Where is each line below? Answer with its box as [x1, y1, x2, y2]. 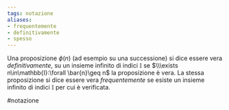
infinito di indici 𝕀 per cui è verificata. [7, 83, 111, 92]
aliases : [7, 16, 32, 23]
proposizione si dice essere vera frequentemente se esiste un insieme [7, 76, 205, 84]
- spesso [7, 36, 32, 42]
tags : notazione [7, 10, 53, 17]
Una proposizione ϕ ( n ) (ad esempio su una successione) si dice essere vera [7, 54, 223, 62]
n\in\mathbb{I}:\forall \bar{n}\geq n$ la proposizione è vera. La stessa [7, 69, 204, 77]
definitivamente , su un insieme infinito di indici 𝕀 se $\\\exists [7, 61, 178, 70]
